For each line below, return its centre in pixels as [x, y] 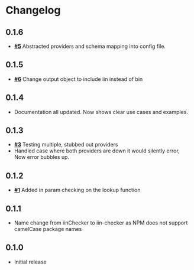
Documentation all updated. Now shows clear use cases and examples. [101, 112]
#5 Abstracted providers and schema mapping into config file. [90, 46]
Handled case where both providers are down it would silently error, [97, 151]
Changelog [33, 10]
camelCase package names [48, 229]
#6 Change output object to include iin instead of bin [78, 79]
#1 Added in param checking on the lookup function [77, 190]
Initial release [30, 262]
